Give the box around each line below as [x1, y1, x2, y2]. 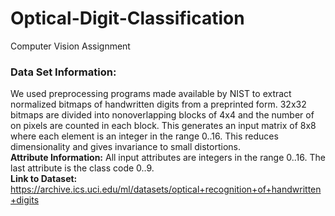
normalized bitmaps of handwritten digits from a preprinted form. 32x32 [10, 98, 307, 111]
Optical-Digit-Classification [10, 7, 245, 30]
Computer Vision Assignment [10, 40, 131, 52]
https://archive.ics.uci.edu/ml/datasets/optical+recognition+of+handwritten [10, 183, 322, 196]
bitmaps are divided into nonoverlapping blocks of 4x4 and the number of [10, 109, 315, 121]
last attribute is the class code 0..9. [10, 162, 155, 174]
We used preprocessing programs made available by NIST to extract [10, 88, 292, 100]
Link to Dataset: [10, 173, 78, 185]
